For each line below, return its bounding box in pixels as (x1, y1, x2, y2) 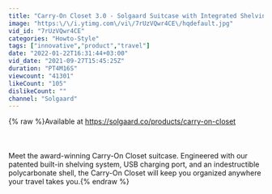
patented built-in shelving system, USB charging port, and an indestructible (8, 159, 260, 170)
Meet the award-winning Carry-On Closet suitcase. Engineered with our (8, 151, 249, 161)
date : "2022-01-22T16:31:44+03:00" (8, 49, 129, 57)
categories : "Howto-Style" (8, 34, 100, 43)
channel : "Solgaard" (8, 95, 79, 103)
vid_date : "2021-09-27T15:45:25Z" (8, 57, 125, 65)
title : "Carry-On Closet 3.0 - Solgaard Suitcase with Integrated (8, 11, 237, 20)
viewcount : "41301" (8, 72, 74, 80)
